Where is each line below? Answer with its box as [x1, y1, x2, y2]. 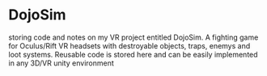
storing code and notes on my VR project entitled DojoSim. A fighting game [8, 32, 259, 42]
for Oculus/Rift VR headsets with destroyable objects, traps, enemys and [8, 40, 251, 50]
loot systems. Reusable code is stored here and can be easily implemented [8, 49, 258, 59]
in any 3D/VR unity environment [8, 58, 115, 68]
